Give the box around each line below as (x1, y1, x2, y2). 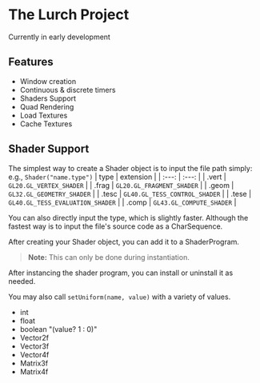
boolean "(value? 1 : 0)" (19, 324, 98, 333)
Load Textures (19, 110, 68, 120)
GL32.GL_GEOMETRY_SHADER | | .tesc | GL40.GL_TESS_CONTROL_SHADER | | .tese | (8, 189, 252, 198)
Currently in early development (8, 32, 110, 42)
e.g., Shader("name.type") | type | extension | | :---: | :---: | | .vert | (8, 172, 226, 182)
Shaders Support (19, 94, 77, 103)
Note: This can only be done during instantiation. (27, 252, 190, 261)
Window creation (19, 76, 77, 86)
